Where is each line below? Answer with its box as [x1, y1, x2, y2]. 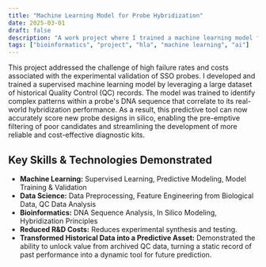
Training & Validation [19, 182, 87, 192]
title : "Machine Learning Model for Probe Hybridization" [8, 11, 203, 20]
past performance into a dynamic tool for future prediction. [19, 250, 212, 259]
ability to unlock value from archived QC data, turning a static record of [19, 241, 252, 250]
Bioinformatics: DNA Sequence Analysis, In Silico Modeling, [19, 208, 218, 217]
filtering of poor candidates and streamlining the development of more [8, 122, 237, 132]
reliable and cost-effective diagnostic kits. [8, 130, 145, 139]
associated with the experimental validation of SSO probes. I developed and [8, 71, 256, 81]
